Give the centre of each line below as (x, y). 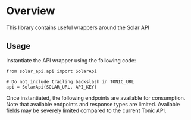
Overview (31, 11)
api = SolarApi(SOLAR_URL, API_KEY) (51, 87)
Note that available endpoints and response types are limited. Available (93, 104)
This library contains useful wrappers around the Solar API (78, 27)
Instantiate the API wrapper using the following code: (71, 60)
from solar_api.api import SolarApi (51, 71)
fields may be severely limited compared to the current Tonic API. (86, 110)
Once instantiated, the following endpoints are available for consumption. (96, 98)
